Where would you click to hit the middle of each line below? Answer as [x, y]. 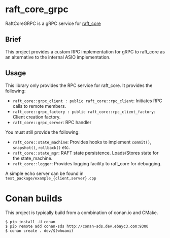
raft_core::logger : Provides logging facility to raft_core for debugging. [87, 163]
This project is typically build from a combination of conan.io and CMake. [82, 213]
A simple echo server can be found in [44, 173]
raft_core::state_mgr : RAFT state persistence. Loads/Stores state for [86, 153]
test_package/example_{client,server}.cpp [51, 178]
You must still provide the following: [43, 132]
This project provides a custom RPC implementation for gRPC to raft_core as [85, 51]
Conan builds [34, 198]
